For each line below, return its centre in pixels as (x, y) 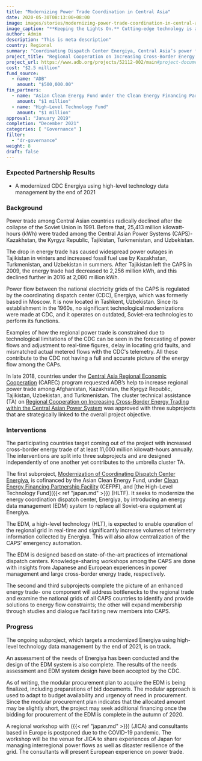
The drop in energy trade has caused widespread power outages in (90, 252)
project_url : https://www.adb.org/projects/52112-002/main (82, 62)
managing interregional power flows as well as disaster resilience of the (95, 745)
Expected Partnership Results (50, 173)
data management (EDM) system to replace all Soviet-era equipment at (94, 506)
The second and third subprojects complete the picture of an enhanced (95, 586)
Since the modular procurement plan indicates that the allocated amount (96, 701)
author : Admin (24, 34)
